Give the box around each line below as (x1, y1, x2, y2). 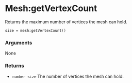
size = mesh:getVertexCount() (5, 28, 66, 33)
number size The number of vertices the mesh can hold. (12, 73, 124, 79)
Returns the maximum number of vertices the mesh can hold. (5, 19, 128, 25)
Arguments (5, 39, 33, 46)
